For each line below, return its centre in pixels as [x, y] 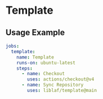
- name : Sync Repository [52, 85]
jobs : [12, 46]
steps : [25, 68]
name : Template [35, 57]
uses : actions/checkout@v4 [61, 79]
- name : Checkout [43, 74]
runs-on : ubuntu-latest [46, 63]
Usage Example [35, 33]
